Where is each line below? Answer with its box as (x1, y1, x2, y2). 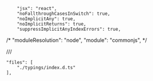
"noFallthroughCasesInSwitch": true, (17, 11, 111, 17)
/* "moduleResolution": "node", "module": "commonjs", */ (6, 37, 148, 44)
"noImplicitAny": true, (17, 16, 76, 22)
